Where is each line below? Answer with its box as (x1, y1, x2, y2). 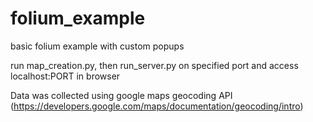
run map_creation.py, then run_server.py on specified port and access (10, 59, 299, 71)
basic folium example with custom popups (10, 40, 185, 52)
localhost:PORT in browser (10, 70, 121, 82)
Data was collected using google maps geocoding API (10, 89, 233, 101)
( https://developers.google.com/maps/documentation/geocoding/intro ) (10, 100, 304, 112)
